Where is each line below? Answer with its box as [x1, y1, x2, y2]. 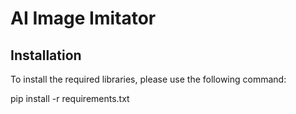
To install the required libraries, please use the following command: [10, 73, 287, 85]
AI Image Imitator [10, 7, 157, 30]
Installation [10, 47, 82, 64]
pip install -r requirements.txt [10, 93, 130, 104]
